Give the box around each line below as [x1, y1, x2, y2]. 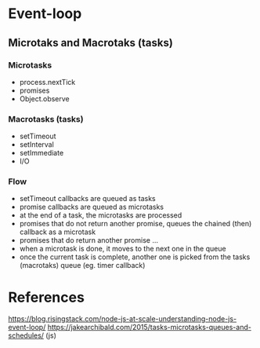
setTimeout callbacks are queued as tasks [19, 194, 156, 203]
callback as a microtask [19, 227, 96, 236]
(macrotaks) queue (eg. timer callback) [19, 261, 146, 270]
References [8, 288, 85, 306]
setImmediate [19, 148, 64, 158]
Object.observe [19, 93, 70, 103]
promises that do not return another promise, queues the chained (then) [19, 219, 252, 229]
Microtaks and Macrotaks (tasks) [8, 36, 174, 49]
